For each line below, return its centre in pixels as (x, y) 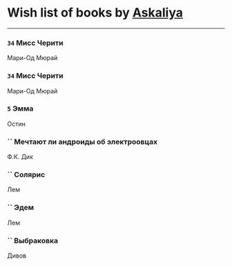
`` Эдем (21, 207)
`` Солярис (26, 175)
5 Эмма (20, 108)
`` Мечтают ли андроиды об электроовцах (82, 142)
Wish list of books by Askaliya (95, 13)
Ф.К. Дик (20, 157)
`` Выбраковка (33, 240)
